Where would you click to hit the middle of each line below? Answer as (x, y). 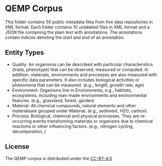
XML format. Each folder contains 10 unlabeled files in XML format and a (77, 27)
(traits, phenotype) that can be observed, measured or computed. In (80, 69)
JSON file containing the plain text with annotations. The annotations (74, 32)
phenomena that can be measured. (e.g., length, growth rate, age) (78, 85)
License (17, 147)
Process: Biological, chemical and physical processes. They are (76, 116)
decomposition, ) (29, 131)
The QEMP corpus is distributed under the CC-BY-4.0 (59, 158)
